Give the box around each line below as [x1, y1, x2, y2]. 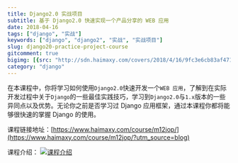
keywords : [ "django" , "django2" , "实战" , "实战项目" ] [7, 37, 163, 44]
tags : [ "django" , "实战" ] [7, 30, 82, 38]
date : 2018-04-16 [7, 23, 59, 30]
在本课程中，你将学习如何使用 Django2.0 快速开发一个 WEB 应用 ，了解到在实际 [7, 83, 227, 92]
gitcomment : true [7, 50, 59, 57]
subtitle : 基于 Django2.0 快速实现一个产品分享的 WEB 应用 [7, 17, 169, 24]
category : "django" [7, 63, 65, 70]
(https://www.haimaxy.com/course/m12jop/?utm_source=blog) [7, 133, 190, 142]
